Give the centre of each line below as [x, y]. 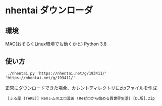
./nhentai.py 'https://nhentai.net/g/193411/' [57, 73]
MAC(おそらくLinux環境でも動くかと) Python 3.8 [56, 44]
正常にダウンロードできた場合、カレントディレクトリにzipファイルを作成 [81, 88]
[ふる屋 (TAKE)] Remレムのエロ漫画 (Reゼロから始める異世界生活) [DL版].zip [81, 98]
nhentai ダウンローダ [49, 10]
